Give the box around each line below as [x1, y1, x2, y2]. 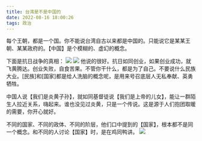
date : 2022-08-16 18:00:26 [6, 14, 74, 20]
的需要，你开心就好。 [6, 108, 59, 115]
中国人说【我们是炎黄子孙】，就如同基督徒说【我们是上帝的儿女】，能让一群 [6, 93, 191, 100]
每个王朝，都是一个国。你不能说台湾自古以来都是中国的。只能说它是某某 [6, 37, 185, 45]
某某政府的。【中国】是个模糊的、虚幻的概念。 [16, 45, 130, 52]
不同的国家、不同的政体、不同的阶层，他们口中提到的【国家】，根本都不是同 [6, 121, 194, 128]
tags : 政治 [6, 20, 32, 26]
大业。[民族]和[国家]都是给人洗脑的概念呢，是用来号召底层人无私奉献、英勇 [6, 73, 194, 80]
